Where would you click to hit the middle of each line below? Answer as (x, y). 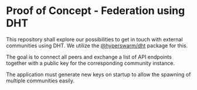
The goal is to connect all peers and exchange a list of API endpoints (89, 57)
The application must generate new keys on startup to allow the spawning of (98, 74)
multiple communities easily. (40, 81)
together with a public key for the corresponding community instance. (90, 63)
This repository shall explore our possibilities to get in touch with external (94, 39)
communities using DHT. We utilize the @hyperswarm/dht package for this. (97, 46)
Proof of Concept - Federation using (96, 11)
